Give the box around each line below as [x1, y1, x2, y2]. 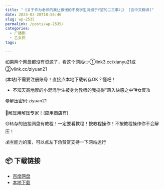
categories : [5, 26, 30, 31]
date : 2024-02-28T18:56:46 [5, 12, 62, 17]
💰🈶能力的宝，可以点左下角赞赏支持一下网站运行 [5, 139, 106, 145]
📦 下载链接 [5, 156, 41, 165]
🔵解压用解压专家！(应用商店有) [5, 110, 69, 116]
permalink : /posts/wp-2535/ [5, 21, 64, 27]
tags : [5, 40, 17, 45]
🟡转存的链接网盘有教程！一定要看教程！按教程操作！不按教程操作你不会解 [5, 120, 159, 126]
